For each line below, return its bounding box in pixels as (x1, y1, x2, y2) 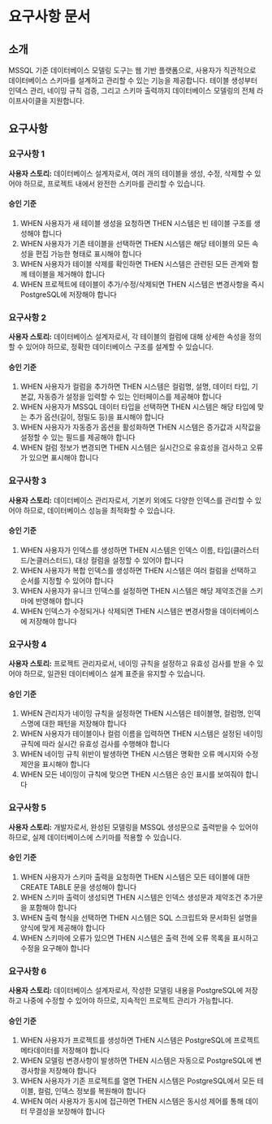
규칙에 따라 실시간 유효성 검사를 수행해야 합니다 (19, 739, 171, 749)
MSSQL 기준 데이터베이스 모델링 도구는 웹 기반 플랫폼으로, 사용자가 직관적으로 (8, 66, 257, 75)
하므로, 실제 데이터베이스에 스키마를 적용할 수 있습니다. (8, 832, 182, 842)
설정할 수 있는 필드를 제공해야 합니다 (19, 433, 136, 442)
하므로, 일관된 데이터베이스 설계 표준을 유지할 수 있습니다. (23, 669, 205, 679)
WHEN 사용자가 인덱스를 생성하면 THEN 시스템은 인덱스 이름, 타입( (19, 545, 234, 555)
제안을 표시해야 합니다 (19, 760, 91, 769)
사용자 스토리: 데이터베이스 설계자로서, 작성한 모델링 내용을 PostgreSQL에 (8, 986, 244, 995)
